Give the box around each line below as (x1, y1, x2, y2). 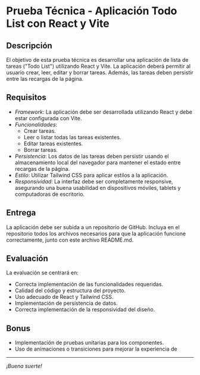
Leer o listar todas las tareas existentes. (23, 133, 121, 140)
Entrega (6, 208, 36, 218)
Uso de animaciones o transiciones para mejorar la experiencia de (14, 345, 177, 352)
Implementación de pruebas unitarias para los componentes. (14, 339, 164, 346)
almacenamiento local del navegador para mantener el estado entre (14, 159, 181, 166)
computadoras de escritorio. (14, 190, 85, 198)
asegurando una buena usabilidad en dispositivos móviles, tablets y (14, 184, 181, 191)
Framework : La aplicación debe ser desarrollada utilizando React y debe (14, 108, 192, 115)
